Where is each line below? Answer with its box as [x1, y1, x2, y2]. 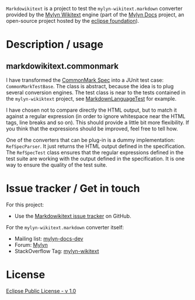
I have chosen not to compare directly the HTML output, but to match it [6, 106, 177, 113]
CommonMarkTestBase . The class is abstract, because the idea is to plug [6, 83, 174, 89]
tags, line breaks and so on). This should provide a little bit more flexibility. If [6, 119, 190, 126]
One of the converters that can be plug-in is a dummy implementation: [6, 137, 175, 143]
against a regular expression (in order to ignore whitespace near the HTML [6, 113, 186, 119]
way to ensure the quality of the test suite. [6, 161, 107, 168]
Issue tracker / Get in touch [6, 182, 140, 195]
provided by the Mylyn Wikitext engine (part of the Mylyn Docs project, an [6, 11, 184, 18]
